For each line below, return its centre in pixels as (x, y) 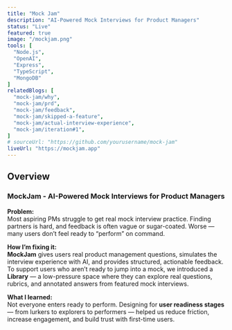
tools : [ (20, 46)
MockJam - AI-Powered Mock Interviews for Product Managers (116, 196)
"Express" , (29, 65)
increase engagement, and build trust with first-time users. (91, 319)
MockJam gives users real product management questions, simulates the (112, 254)
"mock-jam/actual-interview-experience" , (74, 123)
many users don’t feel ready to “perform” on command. (86, 233)
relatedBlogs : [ (30, 91)
